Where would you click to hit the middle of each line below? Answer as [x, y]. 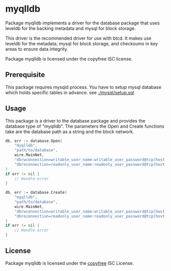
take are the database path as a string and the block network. [70, 131]
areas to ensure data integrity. [37, 49]
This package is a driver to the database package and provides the [75, 121]
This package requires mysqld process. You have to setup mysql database [83, 87]
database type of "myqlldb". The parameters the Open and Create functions [85, 126]
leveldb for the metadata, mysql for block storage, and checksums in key [82, 43]
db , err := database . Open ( [34, 141]
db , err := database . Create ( [36, 193]
